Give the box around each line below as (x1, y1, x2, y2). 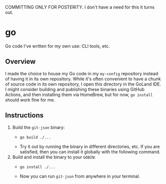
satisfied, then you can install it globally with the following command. (19, 148, 161, 155)
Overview (5, 57, 36, 66)
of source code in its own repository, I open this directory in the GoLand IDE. (5, 81, 162, 87)
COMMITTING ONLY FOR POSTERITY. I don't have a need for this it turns (5, 4, 155, 10)
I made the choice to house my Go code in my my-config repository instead (5, 70, 159, 76)
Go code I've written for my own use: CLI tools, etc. (5, 43, 110, 49)
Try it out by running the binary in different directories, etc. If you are (19, 143, 160, 149)
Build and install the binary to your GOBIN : (12, 154, 96, 160)
